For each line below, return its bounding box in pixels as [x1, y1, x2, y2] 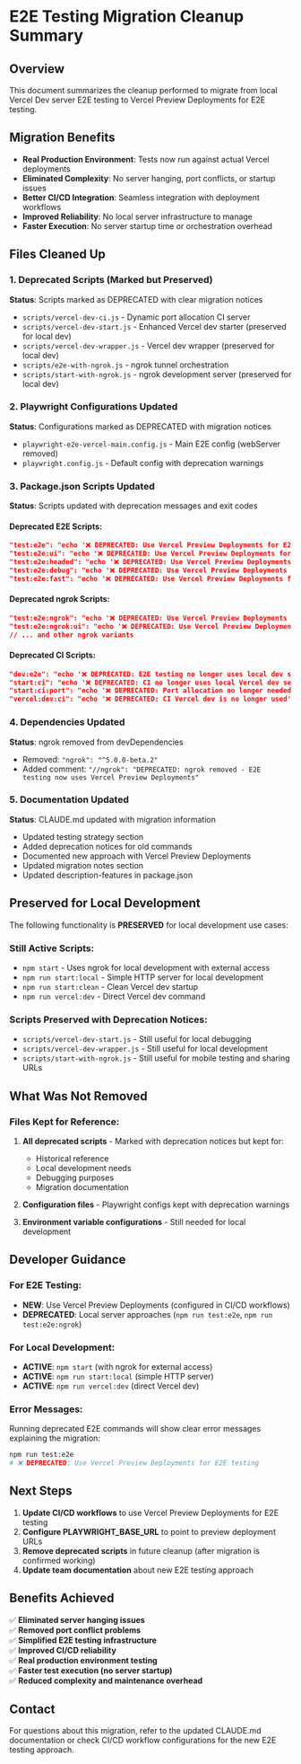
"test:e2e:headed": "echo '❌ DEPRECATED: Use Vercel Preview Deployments [9, 558, 292, 567]
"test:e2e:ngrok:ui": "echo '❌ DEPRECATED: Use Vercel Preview [9, 622, 252, 631]
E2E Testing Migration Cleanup [9, 6, 245, 27]
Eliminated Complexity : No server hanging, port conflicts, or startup [21, 172, 276, 183]
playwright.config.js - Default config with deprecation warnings [21, 457, 264, 468]
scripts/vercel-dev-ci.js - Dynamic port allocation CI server [21, 312, 251, 322]
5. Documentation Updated [9, 793, 130, 806]
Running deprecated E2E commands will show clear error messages [9, 1424, 262, 1434]
